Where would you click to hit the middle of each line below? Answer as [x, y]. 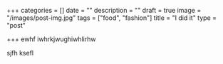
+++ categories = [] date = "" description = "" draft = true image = [104, 10]
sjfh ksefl [20, 53]
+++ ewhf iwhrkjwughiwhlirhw [51, 39]
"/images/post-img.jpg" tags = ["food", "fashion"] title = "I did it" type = [112, 18]
